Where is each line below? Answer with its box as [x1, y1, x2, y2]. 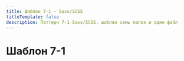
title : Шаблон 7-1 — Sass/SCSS [6, 8, 83, 15]
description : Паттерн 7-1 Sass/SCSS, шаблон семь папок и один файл [6, 19, 178, 25]
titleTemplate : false [6, 14, 60, 20]
